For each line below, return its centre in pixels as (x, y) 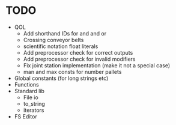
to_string (34, 103)
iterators (34, 110)
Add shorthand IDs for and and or (65, 33)
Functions (27, 84)
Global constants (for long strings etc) (61, 78)
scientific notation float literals (61, 46)
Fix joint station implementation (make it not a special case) (97, 65)
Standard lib (29, 91)
